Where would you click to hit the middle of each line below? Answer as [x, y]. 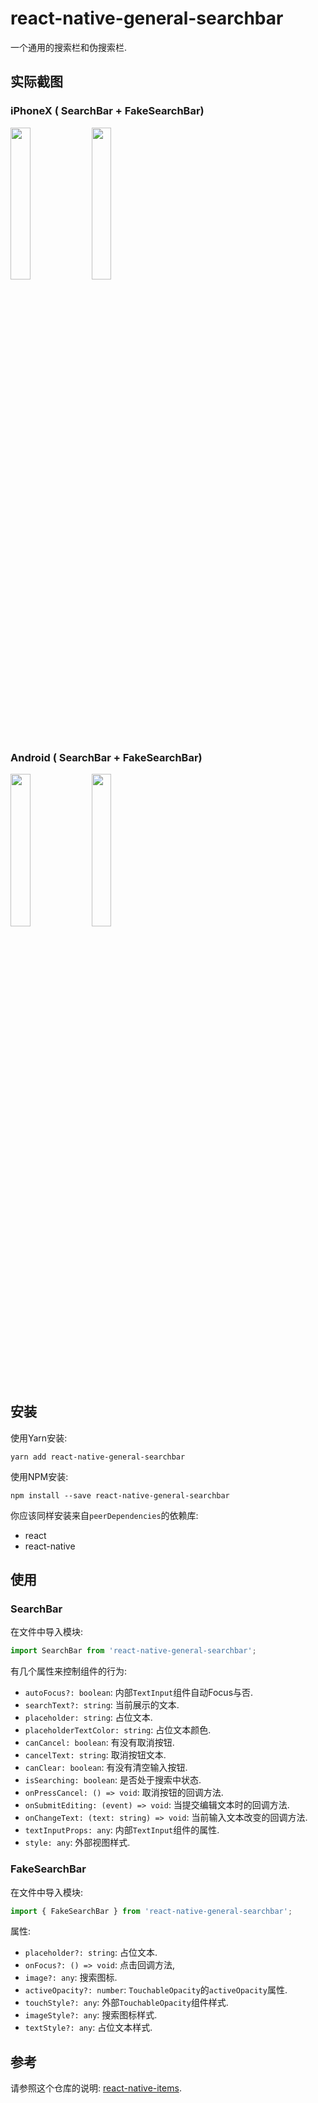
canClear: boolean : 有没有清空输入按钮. [106, 1768]
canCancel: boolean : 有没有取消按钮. [99, 1743]
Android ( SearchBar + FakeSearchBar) [106, 757]
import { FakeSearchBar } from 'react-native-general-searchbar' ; [151, 1911]
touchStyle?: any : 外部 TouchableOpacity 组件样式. [126, 2003]
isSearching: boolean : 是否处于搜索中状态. [113, 1780]
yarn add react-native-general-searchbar [98, 1457]
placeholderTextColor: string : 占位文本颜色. [118, 1730]
